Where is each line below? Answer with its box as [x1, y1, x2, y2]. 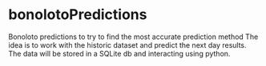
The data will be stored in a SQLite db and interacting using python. [8, 49, 231, 58]
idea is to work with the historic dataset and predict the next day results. [8, 40, 247, 49]
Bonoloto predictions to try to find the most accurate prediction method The [8, 32, 259, 41]
